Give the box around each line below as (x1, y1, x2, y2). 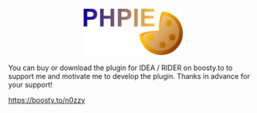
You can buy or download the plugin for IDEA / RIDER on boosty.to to (8, 63, 233, 72)
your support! (8, 80, 53, 90)
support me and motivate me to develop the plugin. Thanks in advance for (8, 72, 251, 81)
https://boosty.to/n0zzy (8, 95, 86, 105)
